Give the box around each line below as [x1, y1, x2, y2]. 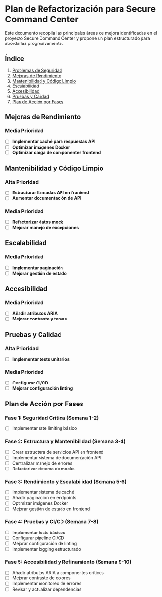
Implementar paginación [12, 265, 63, 271]
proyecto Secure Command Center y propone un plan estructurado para [5, 35, 150, 41]
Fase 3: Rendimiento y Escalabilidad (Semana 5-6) [5, 478, 127, 485]
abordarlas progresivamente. [5, 40, 63, 46]
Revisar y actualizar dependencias [12, 586, 81, 592]
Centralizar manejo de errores [12, 460, 73, 466]
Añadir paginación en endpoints [12, 495, 77, 501]
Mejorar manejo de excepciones [12, 224, 79, 230]
